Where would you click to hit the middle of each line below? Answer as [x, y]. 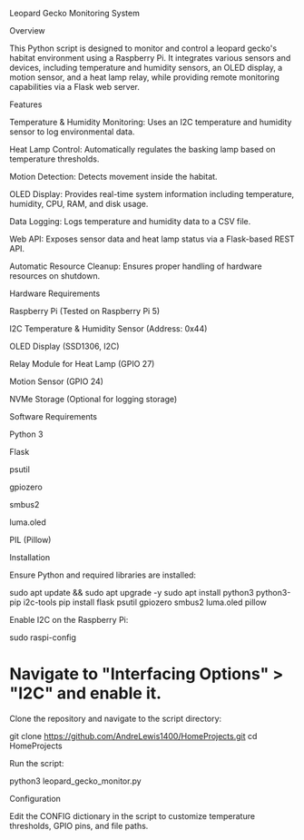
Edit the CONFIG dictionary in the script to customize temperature [132, 815]
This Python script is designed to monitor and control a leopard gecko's [143, 48]
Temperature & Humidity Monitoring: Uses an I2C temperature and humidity [151, 122]
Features [26, 104]
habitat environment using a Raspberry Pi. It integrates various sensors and [150, 58]
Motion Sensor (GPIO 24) [57, 381]
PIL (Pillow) [30, 540]
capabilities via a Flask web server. [75, 87]
